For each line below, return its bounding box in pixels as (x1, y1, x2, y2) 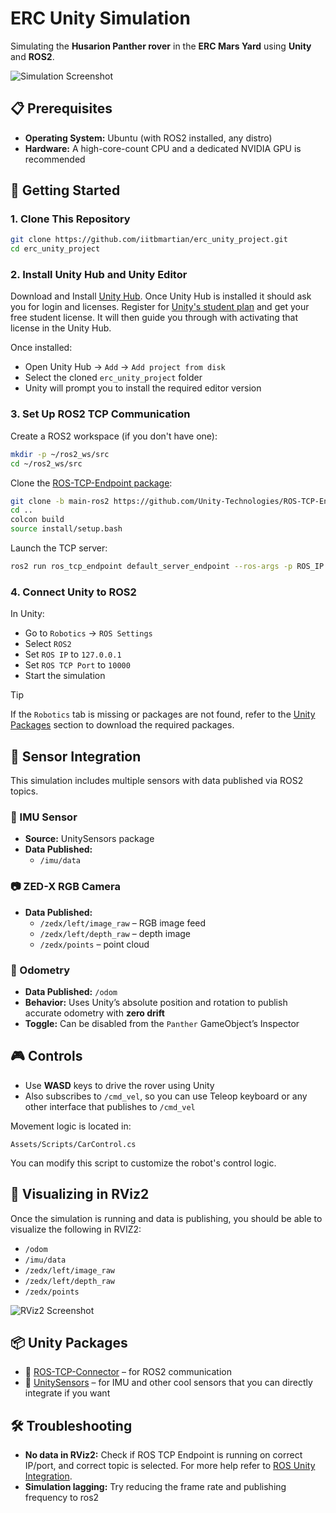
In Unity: (10, 608, 45, 620)
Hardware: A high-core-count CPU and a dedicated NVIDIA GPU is (24, 142, 302, 154)
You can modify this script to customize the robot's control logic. (10, 1157, 277, 1169)
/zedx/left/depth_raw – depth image (39, 927, 192, 939)
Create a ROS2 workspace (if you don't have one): (10, 430, 218, 442)
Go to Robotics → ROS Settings (24, 627, 153, 639)
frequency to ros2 (24, 1492, 100, 1504)
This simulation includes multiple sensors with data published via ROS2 (10, 775, 304, 787)
